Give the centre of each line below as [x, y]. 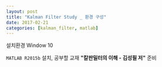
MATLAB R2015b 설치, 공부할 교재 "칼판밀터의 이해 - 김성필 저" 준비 [81, 58]
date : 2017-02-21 [27, 22]
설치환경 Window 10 [30, 45]
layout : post [22, 11]
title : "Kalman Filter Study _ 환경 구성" [56, 17]
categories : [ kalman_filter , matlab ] [52, 28]
